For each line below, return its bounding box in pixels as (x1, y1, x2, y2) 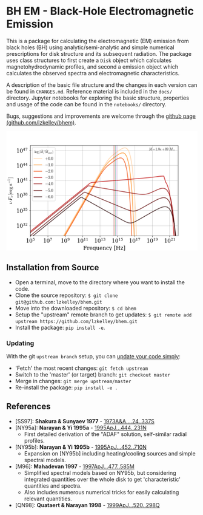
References (6, 401, 51, 412)
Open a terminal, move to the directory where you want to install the (15, 278, 185, 286)
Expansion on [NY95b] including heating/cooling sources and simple (24, 449, 196, 457)
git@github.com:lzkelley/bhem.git (15, 299, 102, 305)
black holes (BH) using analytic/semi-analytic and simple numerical (6, 44, 175, 51)
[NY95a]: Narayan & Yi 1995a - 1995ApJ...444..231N (15, 424, 147, 431)
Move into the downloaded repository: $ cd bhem (15, 304, 136, 312)
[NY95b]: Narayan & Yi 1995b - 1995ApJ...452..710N (15, 443, 147, 451)
